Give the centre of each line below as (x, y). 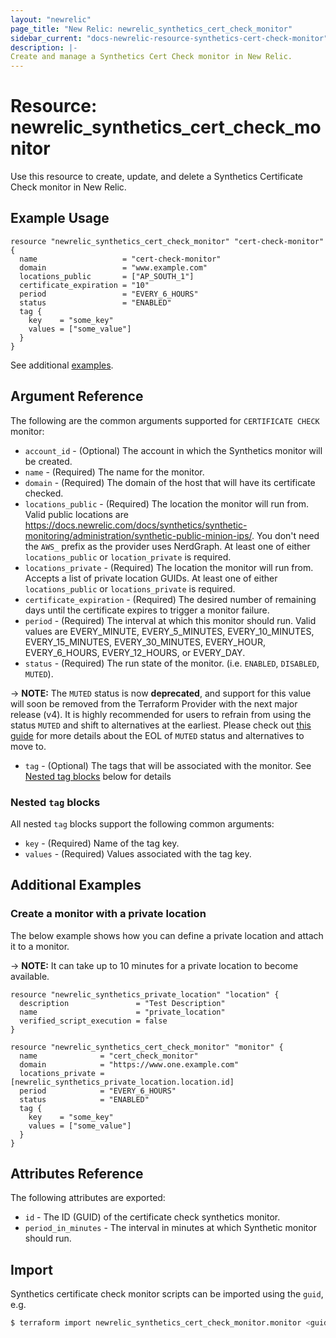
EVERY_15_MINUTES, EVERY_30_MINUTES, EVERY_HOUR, (145, 642)
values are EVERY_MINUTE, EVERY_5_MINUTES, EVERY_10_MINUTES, (169, 631)
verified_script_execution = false (93, 1021)
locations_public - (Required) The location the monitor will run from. (167, 503)
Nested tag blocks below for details (98, 776)
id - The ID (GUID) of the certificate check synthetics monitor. (152, 1217)
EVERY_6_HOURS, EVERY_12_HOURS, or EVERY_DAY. (135, 652)
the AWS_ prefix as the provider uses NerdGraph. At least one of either (167, 546)
